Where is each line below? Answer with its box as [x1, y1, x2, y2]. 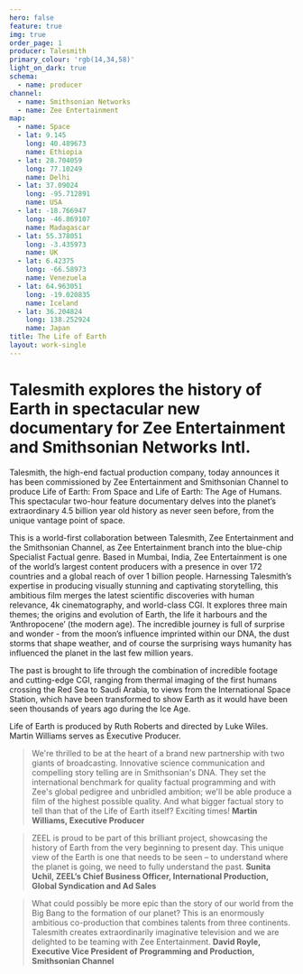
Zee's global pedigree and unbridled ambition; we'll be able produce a [31, 786, 292, 797]
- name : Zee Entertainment [17, 106, 119, 115]
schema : [9, 72, 39, 81]
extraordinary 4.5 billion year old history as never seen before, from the [9, 505, 275, 515]
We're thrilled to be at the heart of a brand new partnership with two [31, 747, 285, 758]
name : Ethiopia [25, 147, 83, 156]
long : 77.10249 [25, 164, 83, 173]
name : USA [25, 198, 63, 208]
